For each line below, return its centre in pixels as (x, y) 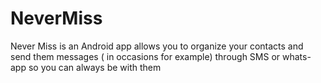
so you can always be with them (95, 67)
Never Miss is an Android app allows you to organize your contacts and (157, 46)
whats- (297, 56)
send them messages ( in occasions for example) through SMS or (145, 56)
